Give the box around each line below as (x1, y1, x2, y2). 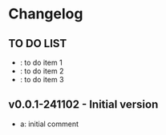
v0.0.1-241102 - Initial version (8, 97, 159, 112)
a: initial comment (19, 119, 79, 129)
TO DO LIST (8, 37, 67, 50)
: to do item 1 (19, 58, 63, 67)
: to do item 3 (19, 75, 64, 84)
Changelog (8, 5, 83, 23)
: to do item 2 (19, 66, 64, 76)
